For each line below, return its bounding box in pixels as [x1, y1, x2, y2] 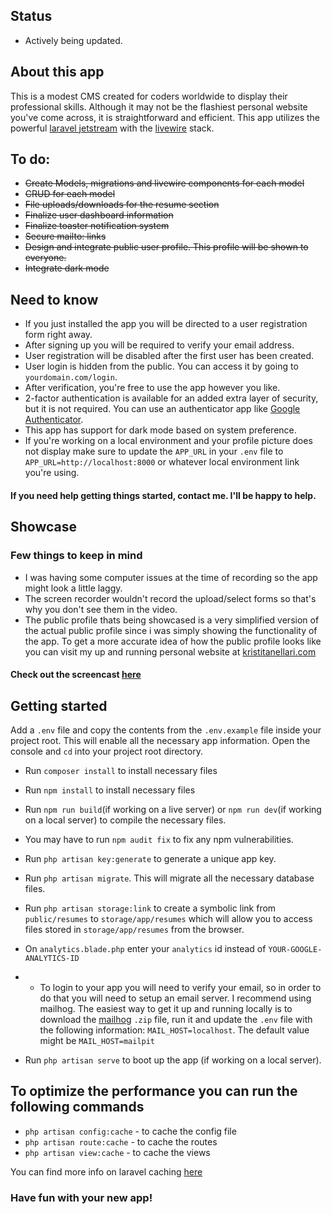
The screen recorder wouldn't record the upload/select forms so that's [24, 592, 317, 604]
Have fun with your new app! [10, 1190, 153, 1204]
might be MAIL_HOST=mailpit [39, 1034, 156, 1046]
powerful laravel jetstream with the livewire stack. [10, 122, 215, 134]
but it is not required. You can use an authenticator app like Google [24, 403, 301, 415]
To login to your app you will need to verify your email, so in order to [39, 981, 322, 993]
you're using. [24, 467, 80, 479]
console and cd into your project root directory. [10, 745, 203, 757]
